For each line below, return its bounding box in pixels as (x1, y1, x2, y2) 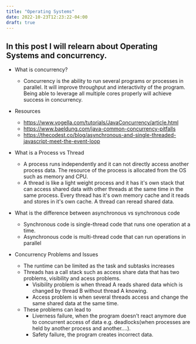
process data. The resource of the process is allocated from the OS (23, 167, 187, 174)
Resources (14, 108, 41, 115)
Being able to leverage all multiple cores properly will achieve (23, 90, 172, 97)
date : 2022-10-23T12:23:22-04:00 (6, 14, 88, 20)
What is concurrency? (14, 66, 68, 74)
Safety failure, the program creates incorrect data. (32, 331, 154, 338)
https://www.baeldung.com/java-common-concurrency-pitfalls (23, 125, 176, 132)
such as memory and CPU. (23, 173, 88, 180)
